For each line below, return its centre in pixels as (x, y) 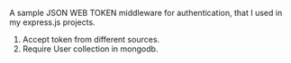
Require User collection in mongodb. (90, 49)
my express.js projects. (53, 22)
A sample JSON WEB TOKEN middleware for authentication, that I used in (146, 13)
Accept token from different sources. (91, 39)
